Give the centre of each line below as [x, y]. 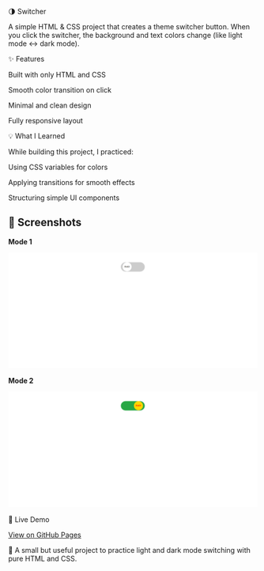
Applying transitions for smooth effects [72, 182]
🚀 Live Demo [29, 520]
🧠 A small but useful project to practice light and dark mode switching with [130, 550]
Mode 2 [21, 381]
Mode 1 [21, 241]
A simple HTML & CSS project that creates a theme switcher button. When [129, 26]
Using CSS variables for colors [58, 167]
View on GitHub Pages [45, 535]
